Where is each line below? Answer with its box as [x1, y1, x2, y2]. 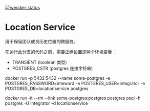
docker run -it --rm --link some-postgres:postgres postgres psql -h [5, 95, 141, 101]
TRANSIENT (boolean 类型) [12, 59, 67, 65]
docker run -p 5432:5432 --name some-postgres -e [5, 75, 110, 81]
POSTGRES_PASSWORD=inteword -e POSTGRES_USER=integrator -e [5, 80, 145, 86]
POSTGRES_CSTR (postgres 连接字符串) [12, 65, 93, 71]
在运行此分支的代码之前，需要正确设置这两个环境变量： [5, 49, 116, 55]
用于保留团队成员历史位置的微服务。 [5, 38, 78, 44]
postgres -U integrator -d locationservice [5, 100, 88, 106]
